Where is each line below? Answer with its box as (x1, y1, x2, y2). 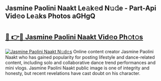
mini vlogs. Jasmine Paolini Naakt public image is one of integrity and (5, 65, 150, 71)
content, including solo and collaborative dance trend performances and (5, 60, 155, 65)
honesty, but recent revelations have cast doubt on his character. (5, 70, 140, 76)
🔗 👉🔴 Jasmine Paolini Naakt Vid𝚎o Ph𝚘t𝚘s (5, 33, 143, 41)
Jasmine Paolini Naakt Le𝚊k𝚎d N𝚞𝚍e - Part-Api (5, 4, 156, 13)
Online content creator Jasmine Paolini (73, 49, 154, 54)
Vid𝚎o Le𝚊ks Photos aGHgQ (5, 12, 96, 21)
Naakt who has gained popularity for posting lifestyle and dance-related (5, 54, 155, 60)
